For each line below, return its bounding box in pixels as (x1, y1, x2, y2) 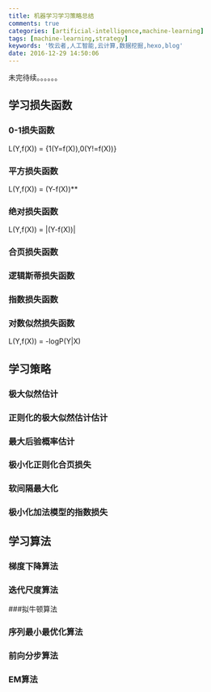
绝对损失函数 (8, 205, 59, 217)
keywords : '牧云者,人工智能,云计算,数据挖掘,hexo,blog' (8, 42, 184, 50)
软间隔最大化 (8, 483, 59, 494)
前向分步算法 (8, 650, 59, 661)
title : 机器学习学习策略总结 (8, 11, 95, 20)
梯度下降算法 (8, 560, 59, 572)
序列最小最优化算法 (8, 626, 83, 637)
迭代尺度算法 (8, 584, 59, 595)
